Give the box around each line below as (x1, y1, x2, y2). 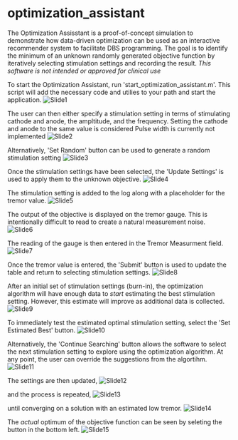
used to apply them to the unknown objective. (7, 175, 141, 183)
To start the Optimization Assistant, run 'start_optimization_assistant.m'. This (7, 80, 231, 88)
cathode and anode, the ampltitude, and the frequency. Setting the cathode (7, 116, 229, 126)
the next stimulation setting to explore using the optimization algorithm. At (7, 347, 224, 356)
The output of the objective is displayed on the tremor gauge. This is (7, 210, 208, 218)
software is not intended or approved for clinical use (7, 66, 161, 75)
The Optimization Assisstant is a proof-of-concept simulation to (7, 29, 194, 37)
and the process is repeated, (7, 390, 92, 399)
